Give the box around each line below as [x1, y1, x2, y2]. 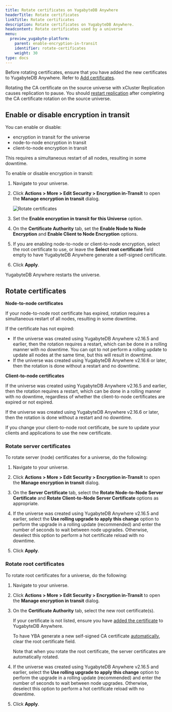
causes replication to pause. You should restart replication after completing [5, 90, 164, 97]
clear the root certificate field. [12, 638, 76, 644]
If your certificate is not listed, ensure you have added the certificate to [12, 617, 163, 624]
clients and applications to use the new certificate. [5, 430, 112, 436]
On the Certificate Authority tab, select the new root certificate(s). [12, 607, 155, 613]
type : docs [5, 55, 29, 61]
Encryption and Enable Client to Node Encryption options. [12, 231, 138, 237]
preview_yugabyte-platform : [10, 36, 70, 42]
